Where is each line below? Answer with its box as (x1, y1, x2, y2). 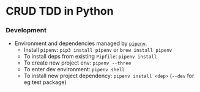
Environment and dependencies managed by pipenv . (14, 40, 147, 47)
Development (6, 26, 47, 35)
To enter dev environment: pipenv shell (23, 66, 125, 73)
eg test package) (23, 79, 67, 86)
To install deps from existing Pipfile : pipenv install (23, 53, 157, 60)
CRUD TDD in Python (6, 4, 114, 18)
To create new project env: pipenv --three (23, 59, 131, 66)
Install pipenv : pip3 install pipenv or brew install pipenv (23, 46, 172, 54)
